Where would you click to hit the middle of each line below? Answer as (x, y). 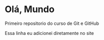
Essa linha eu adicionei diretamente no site (49, 33)
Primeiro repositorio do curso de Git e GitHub (52, 23)
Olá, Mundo (30, 9)
